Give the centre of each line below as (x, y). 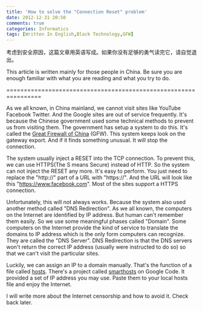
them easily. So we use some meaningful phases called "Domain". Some (96, 222)
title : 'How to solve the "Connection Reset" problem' (77, 12)
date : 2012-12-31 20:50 (36, 18)
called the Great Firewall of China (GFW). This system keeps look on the (96, 134)
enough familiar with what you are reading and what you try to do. (88, 79)
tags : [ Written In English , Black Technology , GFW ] (70, 34)
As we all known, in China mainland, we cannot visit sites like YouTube (94, 108)
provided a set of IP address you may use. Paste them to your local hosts (97, 278)
